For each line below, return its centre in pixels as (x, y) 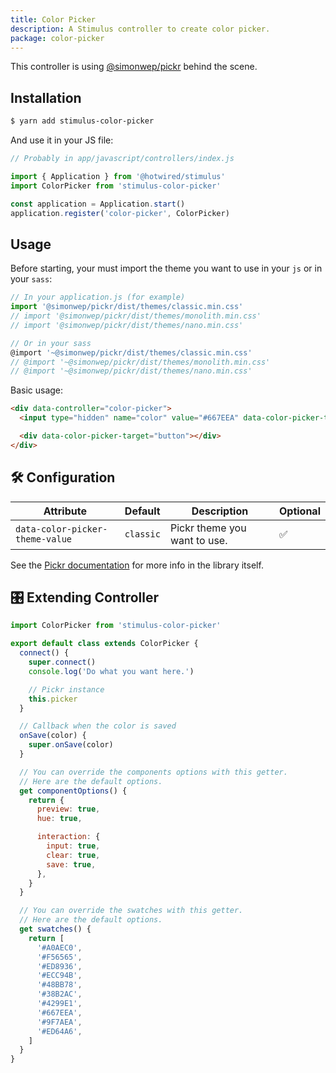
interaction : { (68, 837)
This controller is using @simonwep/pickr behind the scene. (134, 67)
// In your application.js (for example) (98, 297)
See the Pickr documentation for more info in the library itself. (137, 565)
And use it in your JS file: (62, 140)
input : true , (73, 846)
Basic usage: (37, 390)
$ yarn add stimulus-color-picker (82, 121)
